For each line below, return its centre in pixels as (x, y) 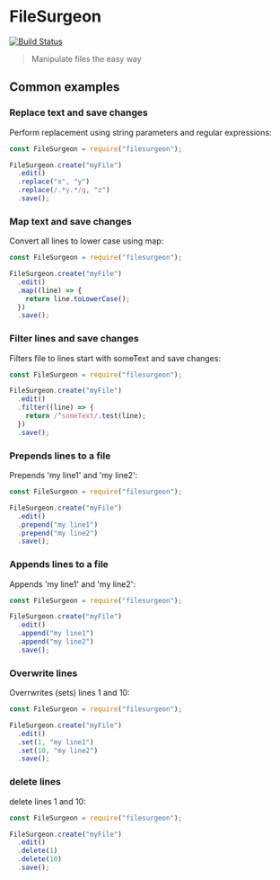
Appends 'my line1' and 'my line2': (73, 584)
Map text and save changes (70, 221)
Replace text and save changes (79, 112)
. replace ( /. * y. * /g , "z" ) (64, 191)
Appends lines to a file (59, 564)
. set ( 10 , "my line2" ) (58, 751)
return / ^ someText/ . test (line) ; (86, 416)
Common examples (65, 87)
